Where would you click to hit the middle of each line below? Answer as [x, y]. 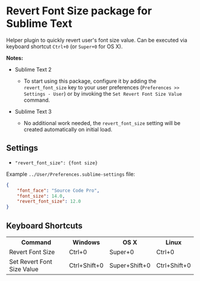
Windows [86, 242]
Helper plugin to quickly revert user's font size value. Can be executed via [97, 40]
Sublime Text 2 [33, 69]
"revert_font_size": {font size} [56, 163]
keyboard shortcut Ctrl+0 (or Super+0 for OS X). [65, 46]
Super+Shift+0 [130, 265]
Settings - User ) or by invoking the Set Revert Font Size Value [103, 93]
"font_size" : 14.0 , [41, 196]
